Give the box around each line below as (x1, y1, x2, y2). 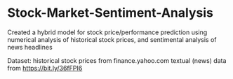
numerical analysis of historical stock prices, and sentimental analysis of (7, 35, 217, 43)
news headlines (7, 43, 53, 51)
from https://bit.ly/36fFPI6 (7, 64, 83, 72)
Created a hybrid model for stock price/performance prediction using (7, 28, 208, 36)
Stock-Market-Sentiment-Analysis (7, 5, 214, 21)
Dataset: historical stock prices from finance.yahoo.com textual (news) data (7, 56, 227, 64)
